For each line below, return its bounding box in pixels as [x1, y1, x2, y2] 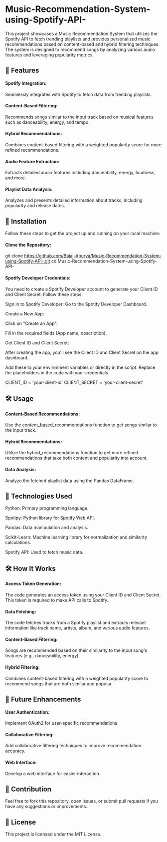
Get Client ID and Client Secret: [5, 339, 69, 345]
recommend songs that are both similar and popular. [5, 680, 113, 687]
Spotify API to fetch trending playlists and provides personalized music [5, 36, 151, 42]
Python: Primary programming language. [5, 505, 89, 511]
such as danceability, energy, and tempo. [5, 119, 90, 125]
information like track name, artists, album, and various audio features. [5, 625, 150, 631]
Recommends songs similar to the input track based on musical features [5, 114, 154, 120]
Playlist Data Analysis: [5, 186, 53, 192]
